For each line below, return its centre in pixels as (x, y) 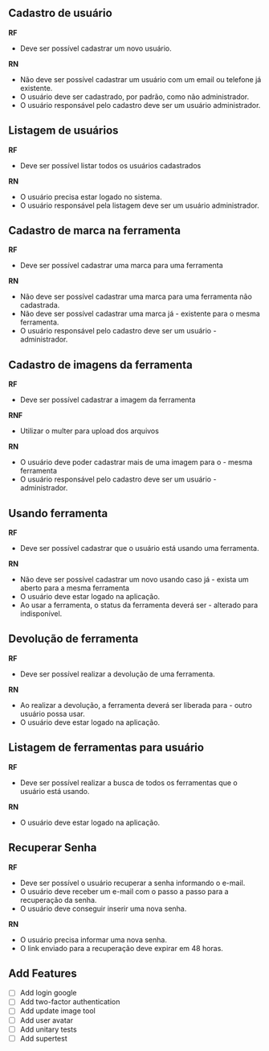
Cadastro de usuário (60, 13)
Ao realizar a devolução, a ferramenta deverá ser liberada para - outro (136, 705)
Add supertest (43, 1038)
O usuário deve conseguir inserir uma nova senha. (103, 908)
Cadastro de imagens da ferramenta (100, 364)
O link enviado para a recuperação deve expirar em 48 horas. (121, 948)
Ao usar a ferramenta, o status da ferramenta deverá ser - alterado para (139, 605)
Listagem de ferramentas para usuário (106, 748)
